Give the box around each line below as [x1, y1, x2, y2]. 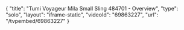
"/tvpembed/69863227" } [5, 18, 70, 24]
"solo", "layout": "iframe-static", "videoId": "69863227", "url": [5, 11, 159, 18]
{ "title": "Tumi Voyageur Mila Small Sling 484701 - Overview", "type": [5, 5, 179, 12]
